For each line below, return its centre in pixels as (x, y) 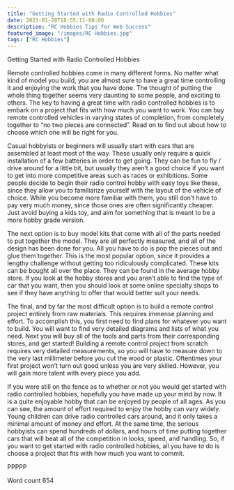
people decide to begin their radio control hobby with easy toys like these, (114, 183)
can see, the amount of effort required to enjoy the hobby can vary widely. (114, 409)
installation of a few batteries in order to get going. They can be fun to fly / (114, 161)
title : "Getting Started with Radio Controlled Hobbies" (92, 14)
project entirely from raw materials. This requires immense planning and (110, 314)
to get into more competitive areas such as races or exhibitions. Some (107, 176)
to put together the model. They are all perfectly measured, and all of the (111, 241)
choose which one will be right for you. (63, 133)
